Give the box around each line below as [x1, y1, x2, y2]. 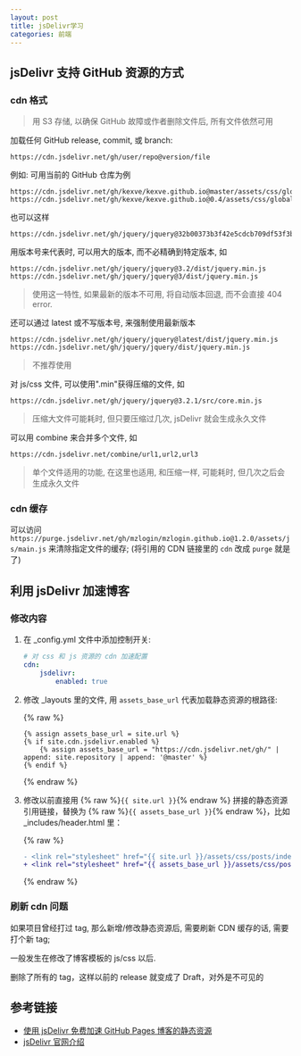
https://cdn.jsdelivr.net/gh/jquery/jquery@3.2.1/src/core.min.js [10, 396, 263, 406]
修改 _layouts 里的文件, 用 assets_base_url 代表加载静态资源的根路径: [22, 694, 278, 705]
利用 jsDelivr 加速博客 [10, 583, 130, 598]
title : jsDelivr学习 [10, 21, 84, 30]
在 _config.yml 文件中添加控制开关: [22, 635, 151, 645]
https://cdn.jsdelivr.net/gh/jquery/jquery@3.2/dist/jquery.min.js [10, 264, 267, 273]
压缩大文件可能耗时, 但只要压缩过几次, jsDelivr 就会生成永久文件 [31, 413, 267, 424]
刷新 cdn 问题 [10, 901, 69, 913]
